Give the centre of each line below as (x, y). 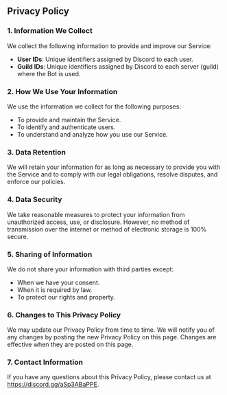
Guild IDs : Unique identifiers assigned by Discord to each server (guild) (118, 66)
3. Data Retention (37, 152)
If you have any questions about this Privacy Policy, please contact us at (109, 377)
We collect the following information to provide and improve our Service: (109, 46)
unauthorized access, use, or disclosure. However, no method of (98, 222)
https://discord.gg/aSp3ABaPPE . (53, 385)
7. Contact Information (45, 362)
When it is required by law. (55, 290)
